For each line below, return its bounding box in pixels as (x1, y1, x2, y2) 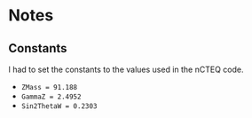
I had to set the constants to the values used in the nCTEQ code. (8, 64, 244, 75)
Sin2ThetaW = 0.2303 (20, 102, 98, 111)
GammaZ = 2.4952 (20, 92, 82, 101)
